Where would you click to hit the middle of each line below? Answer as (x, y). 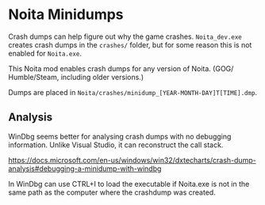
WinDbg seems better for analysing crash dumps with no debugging (120, 136)
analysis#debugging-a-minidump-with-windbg (85, 169)
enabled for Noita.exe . (45, 53)
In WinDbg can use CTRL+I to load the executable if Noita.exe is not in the (129, 184)
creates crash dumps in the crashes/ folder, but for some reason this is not (130, 44)
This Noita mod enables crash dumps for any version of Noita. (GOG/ (121, 68)
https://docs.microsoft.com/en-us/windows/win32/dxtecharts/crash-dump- (132, 160)
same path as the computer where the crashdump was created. (112, 192)
